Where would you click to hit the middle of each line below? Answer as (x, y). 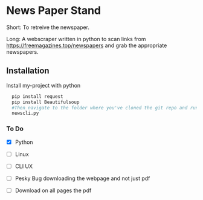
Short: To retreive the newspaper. (48, 27)
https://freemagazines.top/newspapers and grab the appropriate (87, 45)
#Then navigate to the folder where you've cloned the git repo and (100, 108)
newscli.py (25, 113)
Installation (28, 71)
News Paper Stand (54, 11)
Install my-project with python (43, 85)
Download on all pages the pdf (53, 190)
